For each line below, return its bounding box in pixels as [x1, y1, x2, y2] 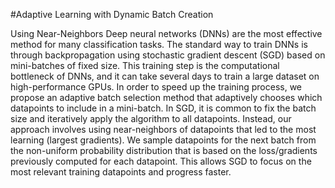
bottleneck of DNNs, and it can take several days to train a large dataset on [10, 70, 320, 82]
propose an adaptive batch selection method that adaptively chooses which [10, 92, 323, 103]
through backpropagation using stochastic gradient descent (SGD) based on [10, 49, 326, 61]
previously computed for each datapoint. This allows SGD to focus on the [10, 155, 312, 167]
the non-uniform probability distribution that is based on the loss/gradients [10, 145, 318, 156]
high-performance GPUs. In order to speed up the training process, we [10, 81, 303, 93]
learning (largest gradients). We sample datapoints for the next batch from [10, 134, 317, 146]
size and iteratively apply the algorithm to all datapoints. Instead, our [10, 113, 292, 124]
